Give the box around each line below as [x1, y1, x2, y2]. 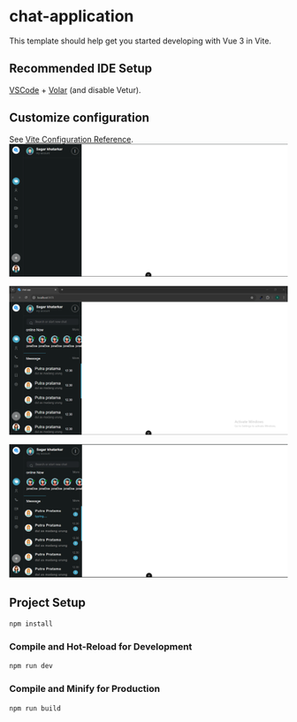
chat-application [9, 6, 134, 27]
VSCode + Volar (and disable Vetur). [9, 84, 141, 95]
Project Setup [9, 595, 87, 610]
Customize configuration [9, 111, 150, 126]
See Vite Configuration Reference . [9, 134, 134, 144]
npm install [9, 619, 53, 629]
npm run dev [9, 662, 53, 671]
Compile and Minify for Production [9, 683, 161, 695]
